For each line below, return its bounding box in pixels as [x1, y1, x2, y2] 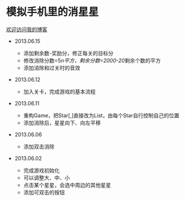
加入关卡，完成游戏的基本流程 [23, 88, 96, 95]
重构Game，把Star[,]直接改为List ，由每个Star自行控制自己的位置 [23, 112, 180, 119]
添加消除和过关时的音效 [23, 64, 80, 71]
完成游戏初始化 [23, 166, 60, 173]
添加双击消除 [23, 143, 55, 150]
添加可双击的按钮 [23, 189, 65, 196]
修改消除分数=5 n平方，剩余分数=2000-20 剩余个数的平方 [23, 57, 162, 64]
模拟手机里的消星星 [6, 5, 99, 19]
